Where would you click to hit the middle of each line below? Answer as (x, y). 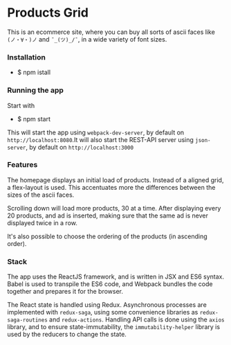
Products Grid (48, 13)
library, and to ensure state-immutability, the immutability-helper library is (113, 327)
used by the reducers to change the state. (67, 335)
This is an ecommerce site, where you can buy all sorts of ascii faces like (111, 32)
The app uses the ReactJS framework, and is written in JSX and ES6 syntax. (116, 277)
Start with (21, 105)
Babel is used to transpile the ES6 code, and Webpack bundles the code (110, 284)
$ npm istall (34, 72)
